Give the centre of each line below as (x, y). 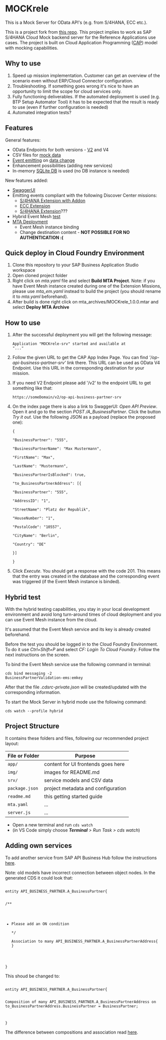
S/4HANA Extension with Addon (53, 200)
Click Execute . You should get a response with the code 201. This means (86, 571)
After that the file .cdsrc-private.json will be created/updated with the (76, 687)
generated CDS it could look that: (39, 878)
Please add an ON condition (40, 924)
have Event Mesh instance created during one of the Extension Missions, (87, 286)
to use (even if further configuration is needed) (60, 107)
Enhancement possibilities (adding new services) (62, 165)
